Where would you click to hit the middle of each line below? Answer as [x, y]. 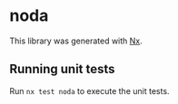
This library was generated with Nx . [76, 41]
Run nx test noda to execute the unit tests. [89, 90]
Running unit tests [62, 69]
